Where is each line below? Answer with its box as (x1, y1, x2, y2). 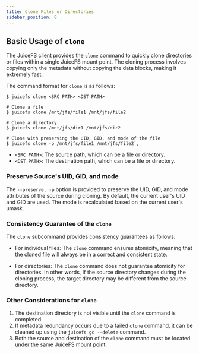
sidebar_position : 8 (6, 14, 58, 20)
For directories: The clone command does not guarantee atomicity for (14, 262, 185, 269)
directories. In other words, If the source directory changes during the (14, 268, 186, 276)
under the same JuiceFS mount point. (14, 341, 107, 348)
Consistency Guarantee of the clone (6, 219, 112, 227)
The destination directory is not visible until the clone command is (14, 309, 176, 317)
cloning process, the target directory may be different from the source (14, 274, 187, 282)
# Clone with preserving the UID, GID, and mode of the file (6, 135, 161, 141)
